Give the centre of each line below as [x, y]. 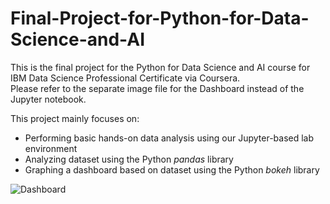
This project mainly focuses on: [75, 118]
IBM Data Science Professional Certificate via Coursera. [125, 78]
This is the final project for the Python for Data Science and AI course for [160, 67]
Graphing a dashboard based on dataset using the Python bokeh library [172, 169]
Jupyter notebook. [48, 99]
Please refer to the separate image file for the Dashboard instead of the [157, 88]
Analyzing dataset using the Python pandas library [129, 159]
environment [51, 148]
